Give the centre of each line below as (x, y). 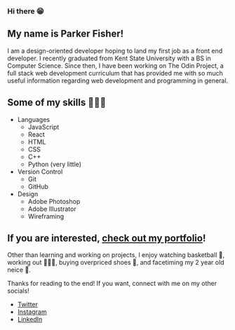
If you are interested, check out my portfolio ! (107, 238)
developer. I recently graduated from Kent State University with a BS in (109, 58)
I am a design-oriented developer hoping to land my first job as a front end (115, 50)
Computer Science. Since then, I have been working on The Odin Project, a (116, 65)
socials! (18, 291)
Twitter (28, 305)
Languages (34, 119)
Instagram (32, 312)
